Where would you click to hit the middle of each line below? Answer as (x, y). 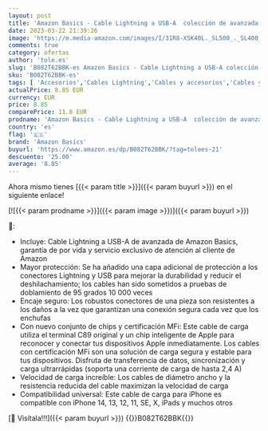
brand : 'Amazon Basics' (48, 142)
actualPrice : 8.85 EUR (46, 90)
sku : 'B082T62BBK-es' (44, 75)
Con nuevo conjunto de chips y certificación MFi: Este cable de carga (134, 326)
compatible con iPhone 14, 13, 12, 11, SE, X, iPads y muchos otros (126, 403)
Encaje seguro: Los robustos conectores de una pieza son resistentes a (137, 301)
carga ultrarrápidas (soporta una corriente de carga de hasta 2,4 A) (131, 369)
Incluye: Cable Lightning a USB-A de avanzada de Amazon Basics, (129, 242)
